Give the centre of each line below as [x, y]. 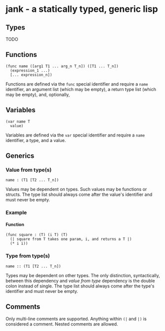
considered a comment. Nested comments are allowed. [62, 324]
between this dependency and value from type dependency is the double [80, 281]
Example [16, 213]
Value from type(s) [29, 170]
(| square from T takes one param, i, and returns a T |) [71, 239]
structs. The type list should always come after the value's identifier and [79, 194]
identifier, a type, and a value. [36, 140]
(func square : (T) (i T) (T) [37, 235]
